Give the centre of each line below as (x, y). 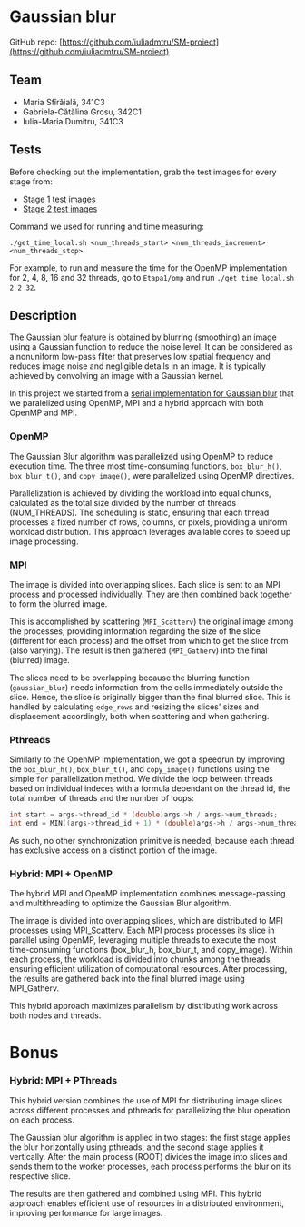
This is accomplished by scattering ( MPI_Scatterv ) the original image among (152, 621)
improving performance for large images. (86, 1212)
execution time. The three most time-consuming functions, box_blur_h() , (146, 466)
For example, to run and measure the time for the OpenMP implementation (148, 267)
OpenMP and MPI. (44, 413)
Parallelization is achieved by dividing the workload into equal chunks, (140, 493)
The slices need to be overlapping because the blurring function (129, 678)
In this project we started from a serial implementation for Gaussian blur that (152, 393)
